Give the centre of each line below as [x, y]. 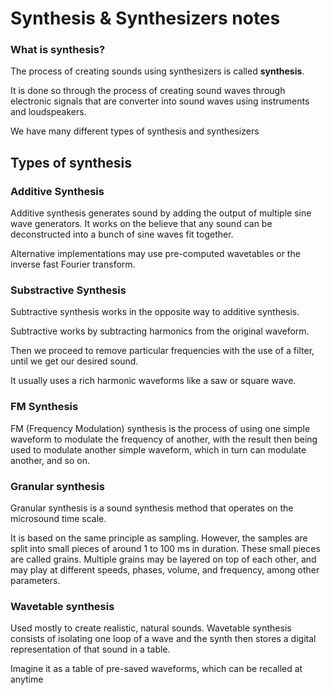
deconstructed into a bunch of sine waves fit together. [122, 234]
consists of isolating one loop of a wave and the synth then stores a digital [163, 639]
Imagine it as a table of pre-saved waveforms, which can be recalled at [156, 669]
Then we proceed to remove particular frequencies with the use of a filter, [162, 351]
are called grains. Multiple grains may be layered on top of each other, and [163, 559]
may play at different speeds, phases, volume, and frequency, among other [165, 570]
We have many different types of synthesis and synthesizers [135, 131]
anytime [27, 679]
